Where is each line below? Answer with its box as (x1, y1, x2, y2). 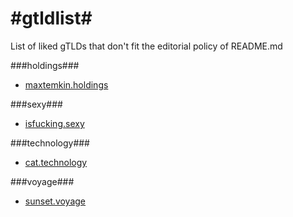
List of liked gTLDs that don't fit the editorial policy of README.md (10, 40, 283, 52)
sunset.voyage (24, 195, 87, 207)
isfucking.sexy (24, 117, 85, 129)
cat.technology (24, 156, 88, 168)
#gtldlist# (10, 7, 93, 30)
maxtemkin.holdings (24, 78, 109, 91)
